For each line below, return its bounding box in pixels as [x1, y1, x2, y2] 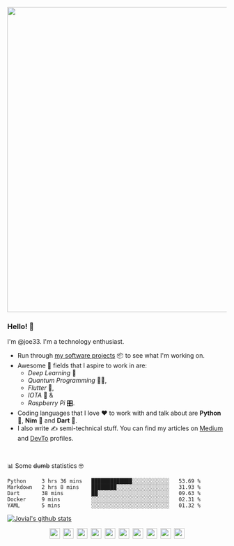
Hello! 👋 [7, 321, 35, 331]
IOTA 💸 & [27, 391, 54, 400]
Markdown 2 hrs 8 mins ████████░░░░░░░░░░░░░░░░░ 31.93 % [7, 484, 201, 491]
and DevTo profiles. [17, 434, 74, 443]
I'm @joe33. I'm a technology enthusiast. [7, 338, 125, 346]
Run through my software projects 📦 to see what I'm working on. [17, 351, 205, 360]
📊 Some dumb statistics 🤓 [7, 462, 84, 470]
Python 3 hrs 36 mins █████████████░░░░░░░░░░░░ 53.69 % [7, 478, 201, 485]
